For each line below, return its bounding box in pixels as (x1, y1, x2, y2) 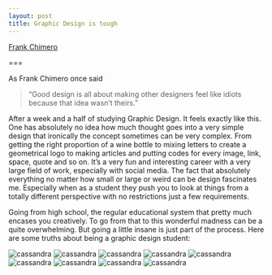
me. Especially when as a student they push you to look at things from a (8, 182, 249, 192)
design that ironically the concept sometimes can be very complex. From (8, 131, 253, 141)
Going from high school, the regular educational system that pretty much (8, 207, 252, 216)
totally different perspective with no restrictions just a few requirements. (8, 191, 250, 201)
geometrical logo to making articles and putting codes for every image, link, (8, 148, 261, 158)
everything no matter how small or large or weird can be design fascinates (8, 174, 257, 184)
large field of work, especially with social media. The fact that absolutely (8, 165, 251, 175)
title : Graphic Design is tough (8, 20, 118, 28)
